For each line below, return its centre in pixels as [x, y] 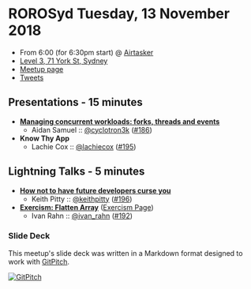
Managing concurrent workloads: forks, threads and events [120, 121]
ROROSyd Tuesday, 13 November [119, 14]
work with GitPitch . [39, 261]
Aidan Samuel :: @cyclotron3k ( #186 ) [92, 129]
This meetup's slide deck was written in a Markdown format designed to [126, 253]
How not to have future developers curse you [95, 190]
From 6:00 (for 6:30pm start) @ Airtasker [86, 52]
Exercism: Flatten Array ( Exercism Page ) [86, 207]
